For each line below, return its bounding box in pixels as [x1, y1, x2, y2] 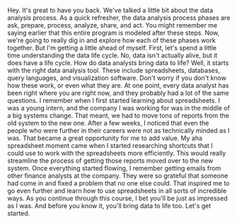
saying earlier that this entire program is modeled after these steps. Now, [7, 28, 220, 37]
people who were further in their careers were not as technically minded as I [7, 127, 230, 135]
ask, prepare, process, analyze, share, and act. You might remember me [7, 21, 218, 29]
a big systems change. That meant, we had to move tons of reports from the [7, 111, 230, 120]
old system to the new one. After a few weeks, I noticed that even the [7, 119, 209, 127]
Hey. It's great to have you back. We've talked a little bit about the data [7, 6, 214, 14]
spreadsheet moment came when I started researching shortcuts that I [7, 142, 214, 149]
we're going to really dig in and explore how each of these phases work [7, 36, 216, 45]
